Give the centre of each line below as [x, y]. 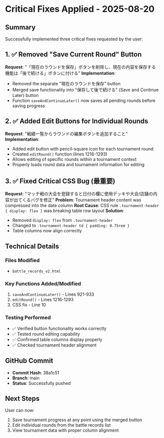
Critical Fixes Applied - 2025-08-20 [80, 9]
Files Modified [23, 260]
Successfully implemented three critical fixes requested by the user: [74, 39]
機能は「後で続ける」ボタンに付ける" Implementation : [60, 73]
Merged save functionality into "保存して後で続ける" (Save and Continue [85, 90]
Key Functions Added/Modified [43, 284]
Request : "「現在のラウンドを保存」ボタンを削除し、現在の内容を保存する [81, 67]
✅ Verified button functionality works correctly [59, 328]
